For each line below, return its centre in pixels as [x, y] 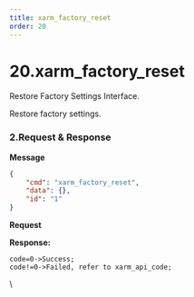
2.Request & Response [60, 137]
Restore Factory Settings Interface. [75, 96]
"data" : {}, [48, 191]
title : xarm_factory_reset [60, 18]
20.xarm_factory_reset [97, 71]
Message [27, 157]
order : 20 [28, 26]
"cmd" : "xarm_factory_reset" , [83, 183]
